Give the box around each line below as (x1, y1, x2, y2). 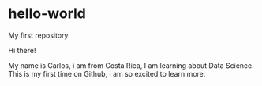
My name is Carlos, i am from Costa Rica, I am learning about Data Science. (8, 60, 254, 70)
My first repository (8, 30, 69, 40)
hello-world (8, 5, 87, 23)
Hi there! (8, 45, 36, 55)
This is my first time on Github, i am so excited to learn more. (8, 69, 206, 78)
